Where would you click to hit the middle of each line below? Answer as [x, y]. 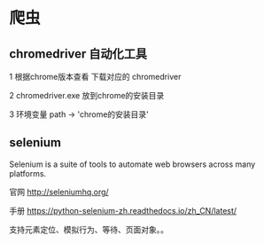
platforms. [28, 173]
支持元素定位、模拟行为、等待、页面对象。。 [89, 229]
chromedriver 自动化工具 [78, 54]
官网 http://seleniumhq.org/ [59, 192]
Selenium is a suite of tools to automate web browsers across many [132, 164]
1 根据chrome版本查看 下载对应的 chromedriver [95, 77]
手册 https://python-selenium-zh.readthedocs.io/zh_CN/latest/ [123, 210]
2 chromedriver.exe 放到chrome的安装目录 [87, 95]
